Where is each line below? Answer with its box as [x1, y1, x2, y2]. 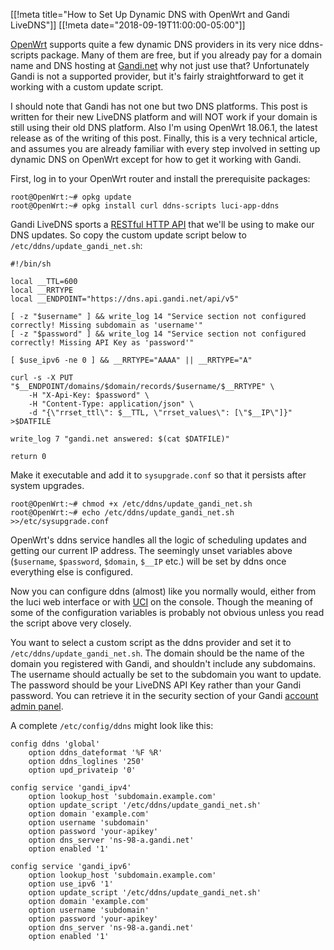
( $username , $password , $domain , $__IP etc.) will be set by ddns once [10, 555, 287, 567]
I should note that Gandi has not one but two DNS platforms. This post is [10, 100, 308, 112]
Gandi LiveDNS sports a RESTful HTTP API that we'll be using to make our [10, 219, 315, 230]
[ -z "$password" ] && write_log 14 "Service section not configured [10, 329, 307, 339]
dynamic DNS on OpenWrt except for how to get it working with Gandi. [10, 154, 302, 165]
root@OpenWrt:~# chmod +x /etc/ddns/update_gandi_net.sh [10, 499, 253, 509]
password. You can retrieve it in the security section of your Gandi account [10, 690, 319, 701]
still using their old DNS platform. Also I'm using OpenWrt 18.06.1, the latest [10, 122, 318, 133]
